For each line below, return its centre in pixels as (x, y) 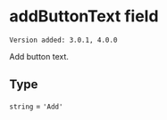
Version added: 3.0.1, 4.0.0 (63, 40)
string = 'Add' (36, 106)
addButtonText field (84, 16)
